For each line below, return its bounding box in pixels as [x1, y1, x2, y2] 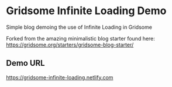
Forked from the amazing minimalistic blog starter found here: [6, 35, 155, 42]
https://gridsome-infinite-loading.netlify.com [6, 73, 113, 81]
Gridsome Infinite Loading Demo [6, 4, 167, 18]
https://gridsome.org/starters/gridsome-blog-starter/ [6, 41, 134, 48]
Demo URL [6, 58, 45, 68]
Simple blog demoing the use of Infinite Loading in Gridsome [6, 24, 152, 31]
